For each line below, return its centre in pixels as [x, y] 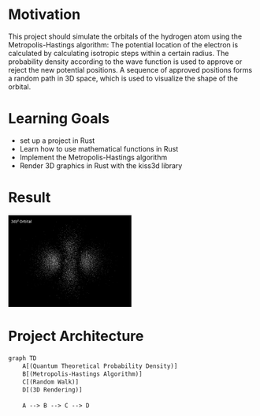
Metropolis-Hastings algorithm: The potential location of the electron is [123, 44]
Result [30, 198]
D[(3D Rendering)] [52, 390]
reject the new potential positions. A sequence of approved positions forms [130, 69]
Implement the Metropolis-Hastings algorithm [93, 157]
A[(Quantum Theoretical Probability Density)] [100, 366]
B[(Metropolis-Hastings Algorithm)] [83, 374]
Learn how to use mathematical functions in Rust [99, 148]
